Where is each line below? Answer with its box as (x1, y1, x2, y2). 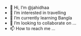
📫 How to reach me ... (9, 26, 55, 31)
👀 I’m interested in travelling (9, 10, 66, 16)
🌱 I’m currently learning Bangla (9, 15, 72, 20)
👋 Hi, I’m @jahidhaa (9, 5, 50, 10)
